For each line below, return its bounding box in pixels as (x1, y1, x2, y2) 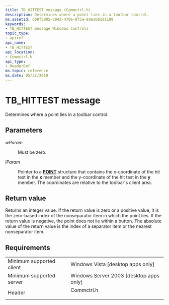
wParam (5, 139, 23, 145)
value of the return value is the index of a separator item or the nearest (5, 223, 152, 229)
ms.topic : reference (5, 69, 49, 74)
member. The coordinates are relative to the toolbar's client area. (18, 179, 152, 186)
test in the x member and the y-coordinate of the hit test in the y (18, 174, 151, 180)
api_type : (5, 59, 26, 64)
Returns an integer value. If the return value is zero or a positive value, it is (5, 207, 159, 213)
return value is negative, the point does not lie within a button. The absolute (5, 218, 162, 224)
